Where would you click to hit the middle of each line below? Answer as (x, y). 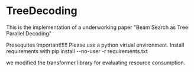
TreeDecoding (42, 11)
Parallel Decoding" (29, 33)
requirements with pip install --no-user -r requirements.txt (77, 51)
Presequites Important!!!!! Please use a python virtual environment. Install (95, 45)
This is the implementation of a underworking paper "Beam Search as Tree (97, 27)
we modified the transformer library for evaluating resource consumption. (96, 63)
